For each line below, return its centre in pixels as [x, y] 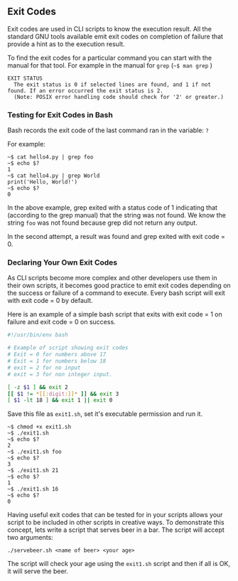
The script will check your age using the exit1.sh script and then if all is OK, [119, 564]
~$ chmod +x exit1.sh [39, 427]
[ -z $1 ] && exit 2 [38, 387]
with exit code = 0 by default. [50, 301]
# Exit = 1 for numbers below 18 [57, 361]
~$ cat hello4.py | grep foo [50, 157]
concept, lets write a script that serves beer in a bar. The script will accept [116, 530]
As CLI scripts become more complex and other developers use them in [112, 278]
